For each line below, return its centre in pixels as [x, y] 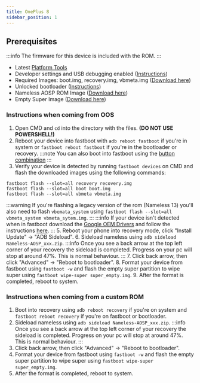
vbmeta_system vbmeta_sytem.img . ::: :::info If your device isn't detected [93, 218]
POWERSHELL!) [35, 134]
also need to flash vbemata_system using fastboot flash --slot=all [89, 211]
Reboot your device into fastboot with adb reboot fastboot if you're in [101, 141]
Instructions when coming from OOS [60, 115]
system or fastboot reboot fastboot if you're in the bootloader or [96, 147]
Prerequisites [32, 42]
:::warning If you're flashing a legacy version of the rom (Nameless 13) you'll [100, 205]
